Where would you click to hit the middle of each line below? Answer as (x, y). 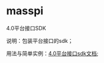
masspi (25, 11)
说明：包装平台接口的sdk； (40, 40)
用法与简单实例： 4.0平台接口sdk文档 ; (52, 53)
